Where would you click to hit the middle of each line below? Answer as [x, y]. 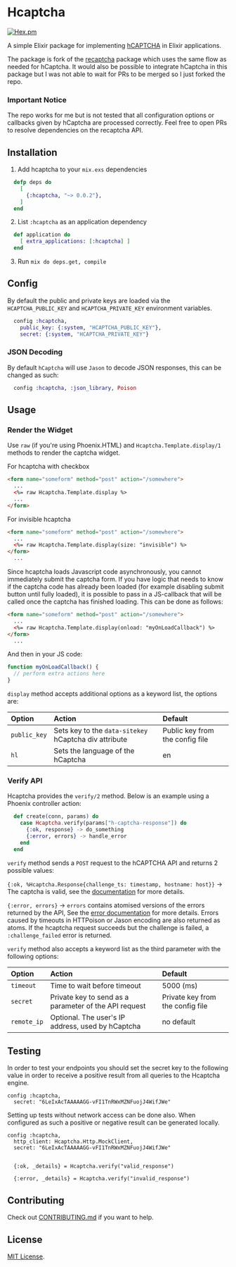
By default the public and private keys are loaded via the [89, 300]
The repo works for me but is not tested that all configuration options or [111, 115]
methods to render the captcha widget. [64, 453]
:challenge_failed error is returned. [60, 935]
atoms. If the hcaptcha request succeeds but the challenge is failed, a [108, 927]
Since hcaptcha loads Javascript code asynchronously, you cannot [104, 572]
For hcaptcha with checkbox [48, 467]
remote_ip [27, 1022]
